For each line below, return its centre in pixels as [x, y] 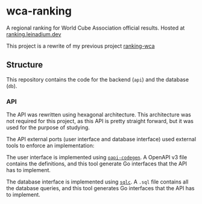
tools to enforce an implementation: [50, 145]
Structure [25, 65]
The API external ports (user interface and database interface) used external [101, 139]
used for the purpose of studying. [48, 127]
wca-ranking [39, 11]
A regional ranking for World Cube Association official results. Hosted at [96, 28]
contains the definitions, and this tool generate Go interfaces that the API [97, 164]
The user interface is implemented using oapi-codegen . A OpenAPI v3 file [97, 158]
